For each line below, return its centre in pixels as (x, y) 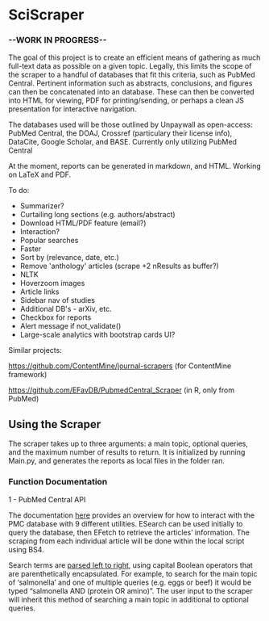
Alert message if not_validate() (70, 326)
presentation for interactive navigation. (72, 109)
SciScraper (46, 15)
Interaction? (40, 232)
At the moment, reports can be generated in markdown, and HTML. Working (135, 166)
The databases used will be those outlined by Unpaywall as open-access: (131, 125)
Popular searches (49, 241)
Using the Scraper (55, 424)
